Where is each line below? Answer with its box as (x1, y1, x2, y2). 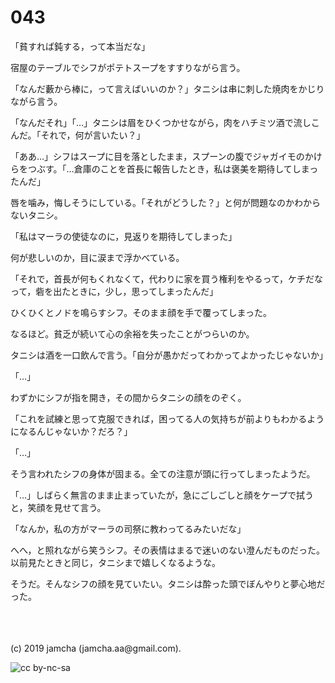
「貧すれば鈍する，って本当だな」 (10, 40, 151, 52)
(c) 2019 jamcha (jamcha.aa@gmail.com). (10, 642, 182, 654)
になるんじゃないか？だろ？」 (10, 425, 133, 437)
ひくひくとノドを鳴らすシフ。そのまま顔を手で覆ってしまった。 (10, 306, 272, 318)
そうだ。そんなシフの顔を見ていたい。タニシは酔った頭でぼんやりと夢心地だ (10, 577, 326, 590)
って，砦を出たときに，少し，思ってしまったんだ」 (10, 285, 219, 297)
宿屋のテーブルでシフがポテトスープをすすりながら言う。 (10, 61, 246, 73)
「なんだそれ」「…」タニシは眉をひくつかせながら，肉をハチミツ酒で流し (10, 116, 312, 128)
